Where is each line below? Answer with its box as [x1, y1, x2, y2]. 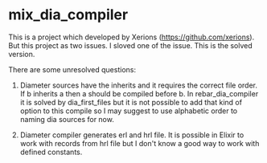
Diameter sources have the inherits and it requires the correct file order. [19, 80, 257, 90]
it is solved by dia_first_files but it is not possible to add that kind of [19, 97, 243, 107]
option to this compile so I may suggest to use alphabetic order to [19, 106, 238, 116]
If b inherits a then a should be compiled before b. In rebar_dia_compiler [19, 88, 259, 98]
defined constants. [19, 147, 83, 157]
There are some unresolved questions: [8, 64, 137, 74]
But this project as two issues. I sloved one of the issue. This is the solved [8, 40, 253, 50]
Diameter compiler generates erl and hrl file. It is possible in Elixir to [19, 130, 244, 140]
